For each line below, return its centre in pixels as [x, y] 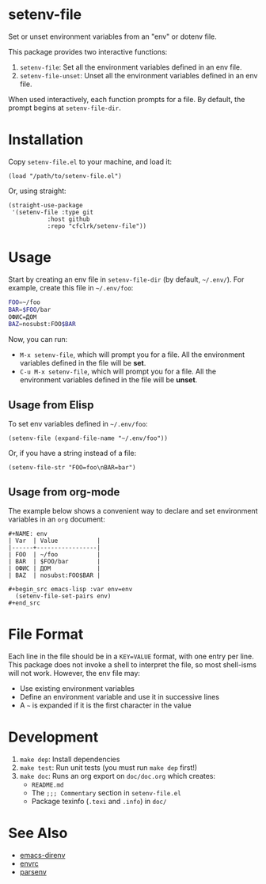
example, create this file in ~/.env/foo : [71, 287]
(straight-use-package [46, 205]
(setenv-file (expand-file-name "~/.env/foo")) [88, 438]
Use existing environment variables [77, 688]
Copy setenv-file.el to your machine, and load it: [90, 161]
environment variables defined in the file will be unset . [108, 380]
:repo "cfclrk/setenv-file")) [97, 226]
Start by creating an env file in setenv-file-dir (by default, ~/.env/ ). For [126, 279]
